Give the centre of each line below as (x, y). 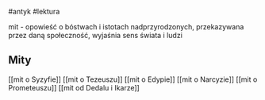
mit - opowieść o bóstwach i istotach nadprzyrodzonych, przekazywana (126, 27)
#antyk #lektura (34, 12)
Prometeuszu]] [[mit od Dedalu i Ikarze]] (74, 87)
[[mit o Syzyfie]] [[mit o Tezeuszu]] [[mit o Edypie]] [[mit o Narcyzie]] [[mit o (133, 79)
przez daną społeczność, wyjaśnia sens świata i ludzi (95, 35)
